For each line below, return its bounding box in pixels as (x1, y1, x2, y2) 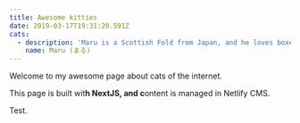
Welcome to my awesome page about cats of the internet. (9, 70, 223, 81)
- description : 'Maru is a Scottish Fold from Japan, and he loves (17, 37, 274, 47)
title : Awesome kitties (9, 12, 98, 22)
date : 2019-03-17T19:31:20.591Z (9, 21, 129, 30)
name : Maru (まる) (25, 46, 91, 55)
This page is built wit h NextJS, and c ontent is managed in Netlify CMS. (9, 88, 271, 99)
